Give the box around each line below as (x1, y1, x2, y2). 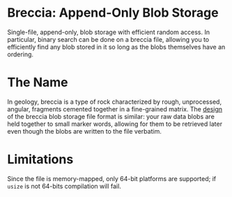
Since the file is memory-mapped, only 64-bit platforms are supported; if (7, 174, 217, 182)
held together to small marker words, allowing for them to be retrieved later (7, 120, 223, 128)
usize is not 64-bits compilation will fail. (7, 182, 122, 190)
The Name (7, 74, 68, 90)
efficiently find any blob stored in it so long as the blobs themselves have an (7, 42, 226, 51)
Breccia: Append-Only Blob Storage (7, 5, 219, 21)
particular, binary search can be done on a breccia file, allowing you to (7, 35, 210, 43)
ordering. (7, 50, 33, 58)
